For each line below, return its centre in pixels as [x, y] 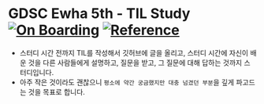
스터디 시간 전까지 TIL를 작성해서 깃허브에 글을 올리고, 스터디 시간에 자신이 [134, 52]
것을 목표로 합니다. [56, 91]
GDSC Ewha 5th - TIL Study [99, 14]
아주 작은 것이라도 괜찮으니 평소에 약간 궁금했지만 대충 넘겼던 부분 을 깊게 [127, 82]
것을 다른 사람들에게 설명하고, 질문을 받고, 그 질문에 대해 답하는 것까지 [135, 63]
